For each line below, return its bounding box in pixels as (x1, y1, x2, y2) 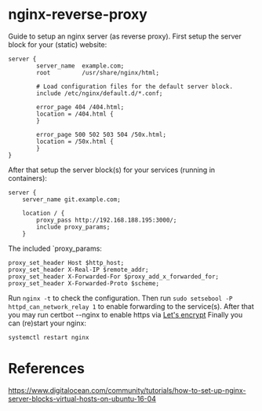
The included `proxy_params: (8, 244, 102, 253)
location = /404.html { (36, 110, 114, 118)
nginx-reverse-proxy (8, 6, 147, 24)
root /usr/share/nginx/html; (36, 68, 159, 76)
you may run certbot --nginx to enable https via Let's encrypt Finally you (8, 310, 243, 319)
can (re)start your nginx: (8, 318, 87, 328)
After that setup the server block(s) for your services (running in (8, 165, 216, 174)
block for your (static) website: (8, 39, 107, 49)
